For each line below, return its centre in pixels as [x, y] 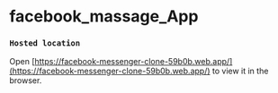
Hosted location [45, 43]
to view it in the [240, 71]
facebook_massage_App [104, 17]
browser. [26, 80]
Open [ [22, 62]
